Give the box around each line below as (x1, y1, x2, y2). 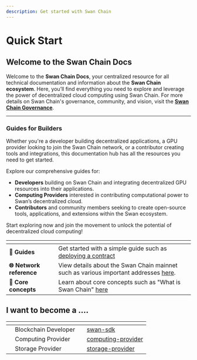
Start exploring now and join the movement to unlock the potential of (6, 221, 172, 228)
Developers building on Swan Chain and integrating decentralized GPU (14, 179, 187, 186)
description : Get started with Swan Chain (6, 8, 111, 15)
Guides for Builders (6, 124, 63, 132)
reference (9, 268, 37, 277)
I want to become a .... (6, 305, 89, 315)
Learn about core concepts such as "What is (58, 278, 181, 286)
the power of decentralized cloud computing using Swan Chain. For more (6, 92, 183, 99)
